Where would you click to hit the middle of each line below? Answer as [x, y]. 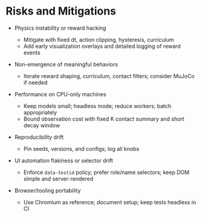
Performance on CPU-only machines [60, 94]
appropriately [40, 112]
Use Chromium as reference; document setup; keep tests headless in [110, 202]
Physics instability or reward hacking [60, 28]
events [32, 52]
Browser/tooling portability [47, 190]
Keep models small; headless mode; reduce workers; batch [97, 106]
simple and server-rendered [58, 179]
